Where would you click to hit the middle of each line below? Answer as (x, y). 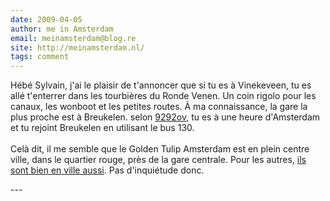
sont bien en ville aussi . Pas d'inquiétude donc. (107, 170)
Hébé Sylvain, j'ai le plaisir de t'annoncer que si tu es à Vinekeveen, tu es (161, 85)
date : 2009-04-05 (46, 19)
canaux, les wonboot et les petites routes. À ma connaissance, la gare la (159, 107)
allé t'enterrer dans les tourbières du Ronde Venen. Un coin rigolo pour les (163, 96)
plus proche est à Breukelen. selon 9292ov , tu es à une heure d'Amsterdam (165, 117)
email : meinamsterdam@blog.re (73, 38)
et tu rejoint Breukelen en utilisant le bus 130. (102, 128)
